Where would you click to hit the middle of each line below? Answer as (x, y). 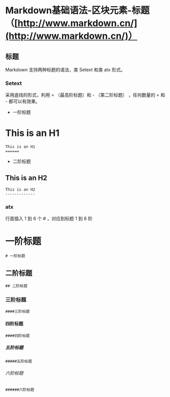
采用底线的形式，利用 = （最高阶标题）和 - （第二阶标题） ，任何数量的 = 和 (85, 95)
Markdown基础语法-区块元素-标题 (77, 10)
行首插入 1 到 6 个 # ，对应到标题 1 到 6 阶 (49, 219)
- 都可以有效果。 (23, 101)
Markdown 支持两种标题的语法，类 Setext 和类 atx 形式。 (65, 70)
